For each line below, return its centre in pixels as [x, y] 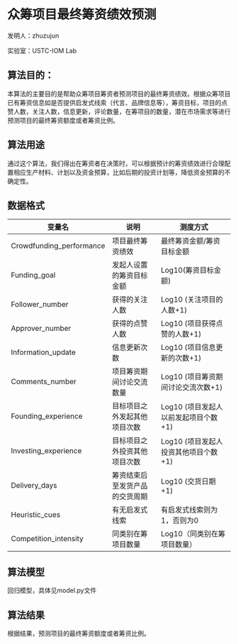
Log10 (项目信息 [188, 347]
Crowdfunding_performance [58, 246]
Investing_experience [46, 451]
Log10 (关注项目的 [192, 300]
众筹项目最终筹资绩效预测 [82, 15]
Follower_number [40, 305]
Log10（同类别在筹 [193, 534]
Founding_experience [47, 416]
